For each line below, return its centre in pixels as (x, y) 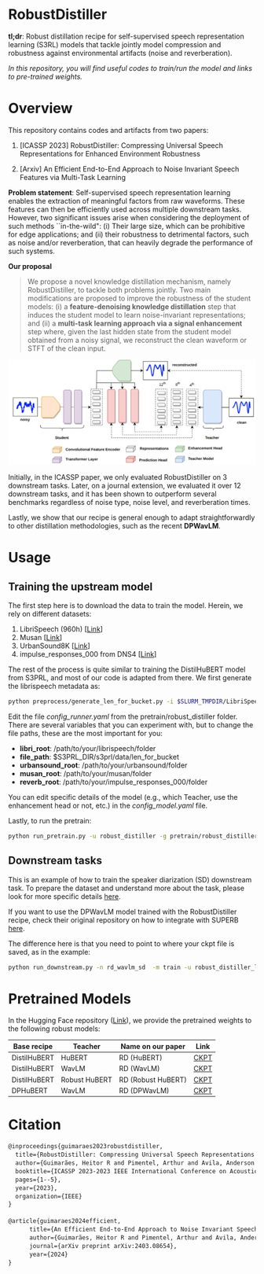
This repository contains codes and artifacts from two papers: (108, 130)
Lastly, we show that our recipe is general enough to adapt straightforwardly (132, 517)
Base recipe (33, 1046)
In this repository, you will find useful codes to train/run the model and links (130, 68)
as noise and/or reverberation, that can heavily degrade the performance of (130, 242)
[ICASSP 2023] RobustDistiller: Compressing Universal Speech (121, 145)
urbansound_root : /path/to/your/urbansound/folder (103, 765)
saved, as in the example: (49, 952)
